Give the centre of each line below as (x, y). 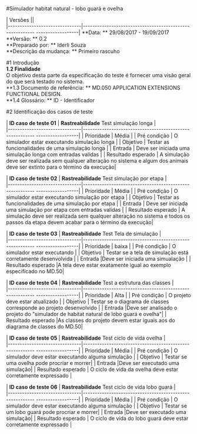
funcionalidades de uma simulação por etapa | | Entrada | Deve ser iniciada (97, 203)
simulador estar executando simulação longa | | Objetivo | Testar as (88, 142)
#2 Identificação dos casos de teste (49, 112)
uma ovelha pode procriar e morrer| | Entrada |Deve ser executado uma (93, 363)
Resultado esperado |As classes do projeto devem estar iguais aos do (91, 320)
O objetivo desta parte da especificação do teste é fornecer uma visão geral (98, 75)
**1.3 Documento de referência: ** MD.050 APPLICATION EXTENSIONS (93, 88)
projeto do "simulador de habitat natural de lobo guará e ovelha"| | (86, 314)
